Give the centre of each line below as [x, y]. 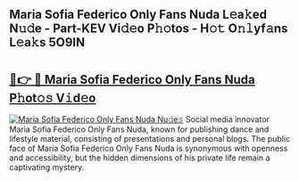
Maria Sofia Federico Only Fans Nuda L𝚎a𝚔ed [138, 15]
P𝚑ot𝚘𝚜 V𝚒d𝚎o [53, 98]
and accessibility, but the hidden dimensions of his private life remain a [140, 158]
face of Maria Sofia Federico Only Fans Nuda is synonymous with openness [149, 148]
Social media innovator [228, 119]
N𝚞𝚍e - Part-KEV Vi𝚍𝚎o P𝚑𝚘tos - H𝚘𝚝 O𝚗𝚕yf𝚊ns [149, 29]
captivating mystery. [47, 167]
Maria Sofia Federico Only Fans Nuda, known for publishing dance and [139, 129]
